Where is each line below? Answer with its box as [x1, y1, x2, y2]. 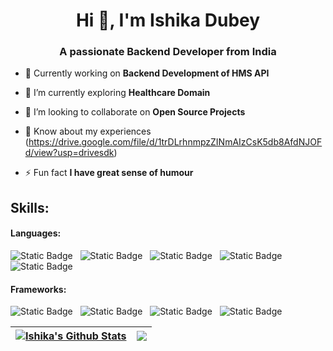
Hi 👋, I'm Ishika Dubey [75, 9, 261, 32]
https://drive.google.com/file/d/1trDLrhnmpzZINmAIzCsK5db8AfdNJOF [28, 136, 323, 148]
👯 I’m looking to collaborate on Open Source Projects [24, 106, 246, 118]
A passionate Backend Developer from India [59, 45, 277, 59]
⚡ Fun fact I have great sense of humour [24, 167, 194, 179]
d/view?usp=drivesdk [24, 147, 115, 159]
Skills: [10, 199, 50, 216]
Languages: [10, 227, 62, 239]
